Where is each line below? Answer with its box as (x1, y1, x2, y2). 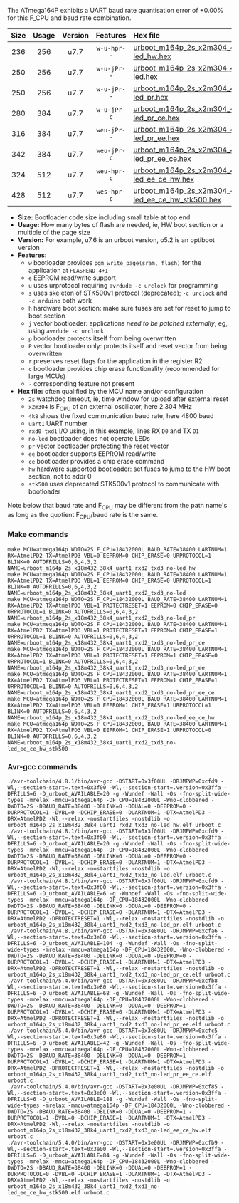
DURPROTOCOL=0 (7, 1170, 50, 1177)
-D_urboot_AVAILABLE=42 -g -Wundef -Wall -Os (38, 1039, 176, 1046)
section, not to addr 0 (28, 472, 92, 480)
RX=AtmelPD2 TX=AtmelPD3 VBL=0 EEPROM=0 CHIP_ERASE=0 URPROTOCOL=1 (7, 552, 212, 559)
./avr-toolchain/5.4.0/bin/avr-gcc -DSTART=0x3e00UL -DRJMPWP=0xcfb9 (7, 1139, 218, 1146)
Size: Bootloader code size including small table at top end (17, 213, 191, 222)
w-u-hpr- (96, 44, 126, 52)
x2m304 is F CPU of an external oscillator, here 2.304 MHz (28, 402, 192, 412)
